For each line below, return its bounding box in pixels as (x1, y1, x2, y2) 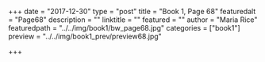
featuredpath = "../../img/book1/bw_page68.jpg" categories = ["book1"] (8, 24, 240, 32)
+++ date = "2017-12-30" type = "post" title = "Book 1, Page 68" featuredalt (8, 7, 256, 16)
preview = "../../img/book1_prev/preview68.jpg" (8, 31, 163, 41)
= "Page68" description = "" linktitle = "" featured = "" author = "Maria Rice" (8, 15, 258, 24)
